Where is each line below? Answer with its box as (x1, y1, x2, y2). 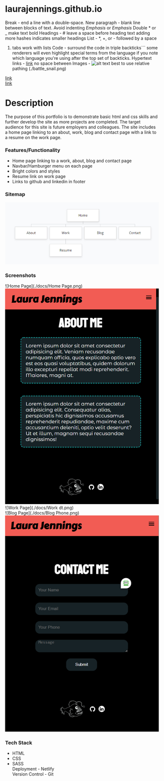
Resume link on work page (12, 173, 66, 179)
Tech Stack (5, 739, 33, 746)
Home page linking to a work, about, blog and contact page (12, 158, 132, 164)
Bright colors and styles (12, 168, 60, 174)
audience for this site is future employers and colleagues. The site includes (5, 124, 156, 130)
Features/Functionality (5, 146, 61, 153)
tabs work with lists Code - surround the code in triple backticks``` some (12, 45, 158, 50)
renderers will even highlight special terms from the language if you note (12, 50, 158, 56)
